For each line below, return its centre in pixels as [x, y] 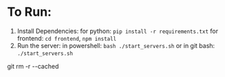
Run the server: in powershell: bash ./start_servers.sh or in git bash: [116, 45]
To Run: [29, 12]
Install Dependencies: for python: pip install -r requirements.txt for [118, 31]
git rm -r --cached [33, 66]
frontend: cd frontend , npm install [67, 38]
